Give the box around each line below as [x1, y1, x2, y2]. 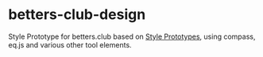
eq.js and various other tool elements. [8, 40, 133, 49]
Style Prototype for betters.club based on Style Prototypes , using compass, [8, 32, 256, 41]
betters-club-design [8, 6, 146, 24]
